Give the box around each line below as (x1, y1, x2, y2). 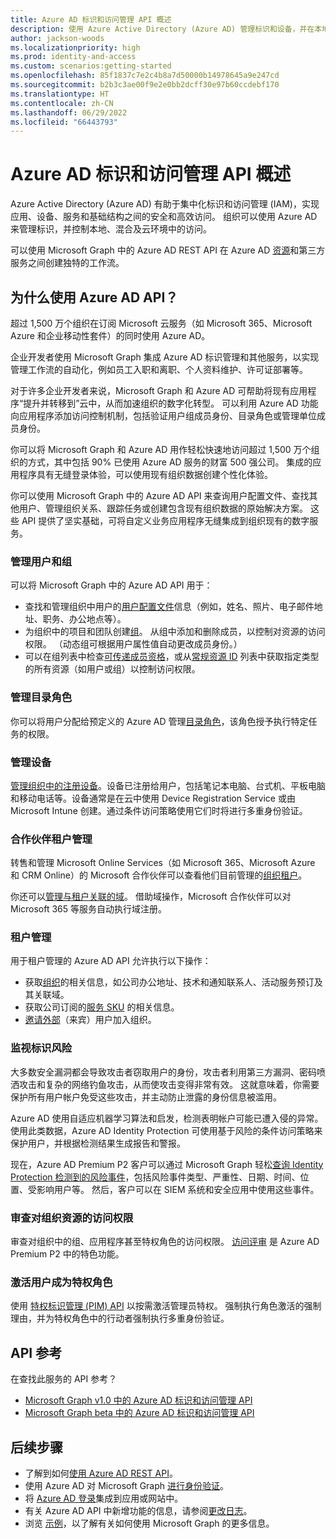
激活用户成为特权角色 (10, 1276, 113, 1289)
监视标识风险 (10, 1041, 73, 1055)
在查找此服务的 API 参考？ (10, 1373, 118, 1385)
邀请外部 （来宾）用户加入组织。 (24, 1014, 157, 1026)
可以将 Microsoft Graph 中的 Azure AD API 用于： (10, 579, 213, 591)
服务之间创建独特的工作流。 (10, 257, 125, 269)
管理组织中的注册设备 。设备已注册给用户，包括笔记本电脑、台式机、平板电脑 (10, 779, 326, 791)
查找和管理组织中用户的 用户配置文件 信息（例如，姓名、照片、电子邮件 (24, 601, 315, 613)
